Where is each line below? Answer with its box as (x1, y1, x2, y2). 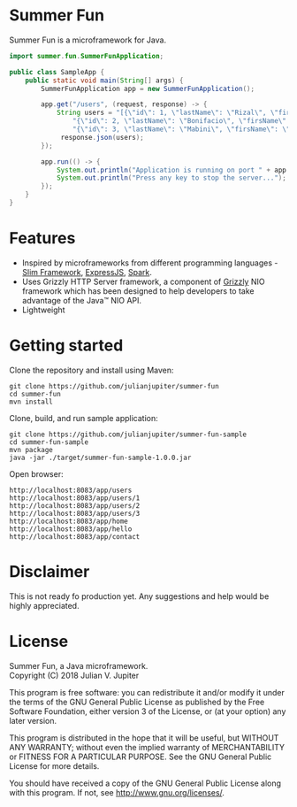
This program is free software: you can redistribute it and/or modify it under (9, 687, 285, 697)
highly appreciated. (9, 600, 80, 611)
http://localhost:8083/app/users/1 (9, 493, 141, 503)
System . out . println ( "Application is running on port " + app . (56, 165, 291, 174)
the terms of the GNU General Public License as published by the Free (9, 696, 265, 707)
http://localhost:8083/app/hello (9, 524, 133, 534)
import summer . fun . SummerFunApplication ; (9, 51, 164, 60)
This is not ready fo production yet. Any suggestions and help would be (9, 590, 270, 602)
